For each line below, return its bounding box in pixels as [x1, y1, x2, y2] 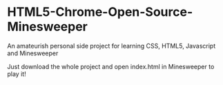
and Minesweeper [7, 49, 59, 57]
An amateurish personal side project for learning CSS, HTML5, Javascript [7, 41, 216, 50]
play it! [7, 70, 26, 78]
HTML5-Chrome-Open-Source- [7, 4, 193, 20]
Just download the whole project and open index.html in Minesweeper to [7, 62, 215, 70]
